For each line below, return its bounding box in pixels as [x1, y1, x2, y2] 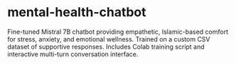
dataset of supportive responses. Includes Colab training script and [7, 42, 205, 51]
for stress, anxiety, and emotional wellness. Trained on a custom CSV [7, 34, 211, 43]
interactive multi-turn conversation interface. [7, 50, 139, 58]
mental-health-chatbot [7, 4, 147, 20]
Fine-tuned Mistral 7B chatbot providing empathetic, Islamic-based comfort [7, 27, 229, 36]
